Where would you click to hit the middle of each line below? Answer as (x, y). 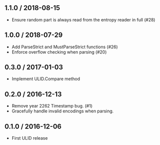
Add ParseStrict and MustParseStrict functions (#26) (65, 47)
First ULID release (30, 138)
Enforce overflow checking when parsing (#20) (59, 52)
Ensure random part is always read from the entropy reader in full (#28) (83, 19)
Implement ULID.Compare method (46, 79)
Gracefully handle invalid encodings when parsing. (63, 111)
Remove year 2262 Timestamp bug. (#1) (52, 106)
